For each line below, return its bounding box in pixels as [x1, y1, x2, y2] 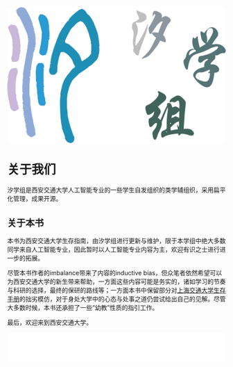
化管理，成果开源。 [7, 195, 62, 203]
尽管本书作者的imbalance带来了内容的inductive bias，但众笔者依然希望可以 [7, 269, 223, 277]
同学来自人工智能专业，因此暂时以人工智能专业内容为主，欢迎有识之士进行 [7, 245, 220, 254]
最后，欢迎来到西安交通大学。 [7, 318, 92, 327]
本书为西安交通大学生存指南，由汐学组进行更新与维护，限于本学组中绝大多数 [7, 236, 226, 245]
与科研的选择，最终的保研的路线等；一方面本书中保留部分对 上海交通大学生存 [7, 286, 226, 295]
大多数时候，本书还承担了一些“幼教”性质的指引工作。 [7, 304, 159, 312]
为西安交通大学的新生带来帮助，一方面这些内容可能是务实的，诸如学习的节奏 [7, 277, 226, 286]
